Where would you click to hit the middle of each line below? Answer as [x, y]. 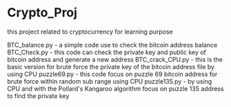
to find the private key [38, 96]
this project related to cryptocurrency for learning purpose [90, 32]
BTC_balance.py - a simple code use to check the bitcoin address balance [112, 45]
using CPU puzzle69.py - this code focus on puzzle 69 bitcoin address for [112, 74]
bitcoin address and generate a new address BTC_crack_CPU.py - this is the [115, 59]
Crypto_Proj [42, 13]
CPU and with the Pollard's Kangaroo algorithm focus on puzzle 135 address [115, 88]
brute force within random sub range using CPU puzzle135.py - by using [110, 81]
